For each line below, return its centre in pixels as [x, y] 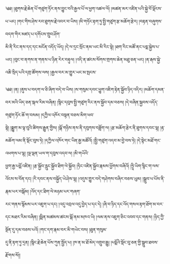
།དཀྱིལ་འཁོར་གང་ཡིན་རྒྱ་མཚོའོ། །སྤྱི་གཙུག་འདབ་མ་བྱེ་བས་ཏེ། [90, 140]
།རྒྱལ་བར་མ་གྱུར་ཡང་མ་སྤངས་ [73, 72]
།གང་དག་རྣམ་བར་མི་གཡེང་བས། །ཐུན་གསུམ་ [74, 230]
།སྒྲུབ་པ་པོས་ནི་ [154, 179]
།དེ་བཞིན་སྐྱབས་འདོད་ [142, 102]
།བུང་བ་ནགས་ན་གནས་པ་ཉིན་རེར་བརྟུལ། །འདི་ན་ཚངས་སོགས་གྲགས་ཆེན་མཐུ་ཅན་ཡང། [79, 59]
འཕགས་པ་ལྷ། [16, 153]
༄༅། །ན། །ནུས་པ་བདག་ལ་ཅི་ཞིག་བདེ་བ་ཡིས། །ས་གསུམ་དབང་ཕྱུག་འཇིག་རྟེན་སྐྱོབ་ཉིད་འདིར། [74, 89]
